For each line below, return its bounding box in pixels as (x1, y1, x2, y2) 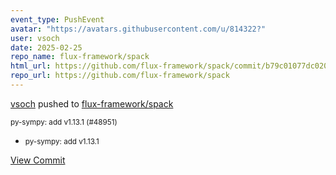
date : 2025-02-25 (10, 42, 83, 53)
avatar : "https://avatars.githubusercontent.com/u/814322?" (10, 24, 267, 34)
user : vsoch (10, 33, 60, 43)
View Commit (10, 154, 66, 166)
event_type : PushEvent (10, 14, 105, 25)
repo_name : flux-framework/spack (10, 52, 150, 62)
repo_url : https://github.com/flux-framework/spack (10, 71, 230, 81)
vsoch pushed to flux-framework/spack (10, 97, 174, 110)
